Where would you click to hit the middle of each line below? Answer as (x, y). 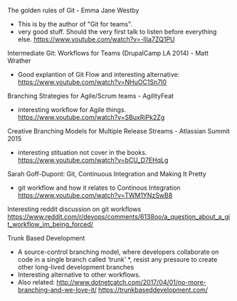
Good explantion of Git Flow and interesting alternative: (99, 75)
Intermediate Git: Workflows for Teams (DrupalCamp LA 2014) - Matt (108, 53)
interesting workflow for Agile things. (72, 109)
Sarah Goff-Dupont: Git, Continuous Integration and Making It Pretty (107, 174)
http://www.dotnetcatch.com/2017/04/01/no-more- (131, 282)
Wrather (19, 61)
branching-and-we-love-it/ (57, 290)
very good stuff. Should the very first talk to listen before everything (117, 32)
